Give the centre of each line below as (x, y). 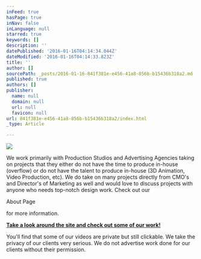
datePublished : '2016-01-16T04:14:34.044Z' (62, 51)
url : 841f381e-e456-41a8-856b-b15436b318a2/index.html (77, 118)
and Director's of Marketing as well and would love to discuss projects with (100, 184)
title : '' (19, 62)
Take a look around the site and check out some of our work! (84, 225)
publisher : (20, 91)
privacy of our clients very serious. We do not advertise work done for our (98, 243)
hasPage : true (24, 18)
